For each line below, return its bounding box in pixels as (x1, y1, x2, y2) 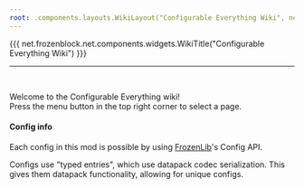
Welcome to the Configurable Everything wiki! (9, 91, 181, 102)
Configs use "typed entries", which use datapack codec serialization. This (9, 159, 285, 170)
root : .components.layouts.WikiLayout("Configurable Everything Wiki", (9, 13, 285, 23)
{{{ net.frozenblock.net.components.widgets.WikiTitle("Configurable (9, 38, 265, 49)
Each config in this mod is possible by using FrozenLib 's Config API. (9, 141, 263, 152)
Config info (9, 121, 52, 132)
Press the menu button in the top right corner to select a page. (9, 100, 242, 111)
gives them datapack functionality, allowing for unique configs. (9, 168, 244, 179)
